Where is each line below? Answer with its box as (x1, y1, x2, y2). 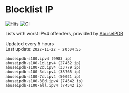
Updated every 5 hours (5, 40, 54, 47)
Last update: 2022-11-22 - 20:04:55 (5, 46, 81, 52)
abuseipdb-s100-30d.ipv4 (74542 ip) (5, 78, 83, 83)
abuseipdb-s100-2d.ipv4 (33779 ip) (5, 65, 81, 70)
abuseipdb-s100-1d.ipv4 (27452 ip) (5, 60, 81, 65)
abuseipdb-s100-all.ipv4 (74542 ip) (5, 83, 83, 88)
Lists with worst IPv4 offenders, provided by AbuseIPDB (5, 30, 124, 36)
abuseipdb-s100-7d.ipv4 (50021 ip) (5, 73, 81, 79)
